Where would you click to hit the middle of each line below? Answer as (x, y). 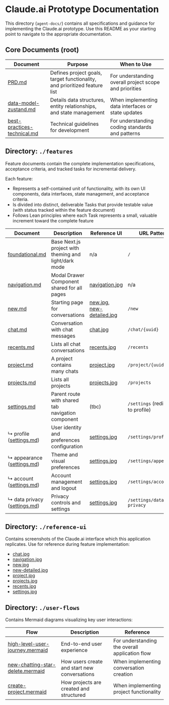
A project (62, 358)
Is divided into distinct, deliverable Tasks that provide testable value (83, 204)
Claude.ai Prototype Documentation (82, 9)
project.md (21, 365)
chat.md (17, 330)
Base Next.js (66, 242)
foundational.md (27, 254)
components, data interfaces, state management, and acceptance (81, 194)
